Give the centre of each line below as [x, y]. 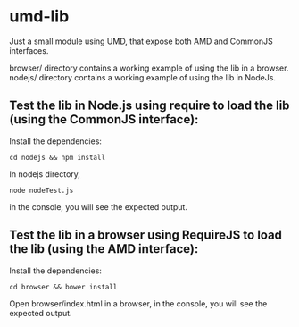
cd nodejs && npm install [57, 157]
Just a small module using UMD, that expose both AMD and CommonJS [141, 41]
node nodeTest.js [42, 190]
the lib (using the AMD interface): [104, 249]
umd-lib [39, 17]
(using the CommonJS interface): [104, 119]
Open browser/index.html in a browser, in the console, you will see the [138, 303]
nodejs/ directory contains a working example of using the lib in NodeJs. [143, 77]
